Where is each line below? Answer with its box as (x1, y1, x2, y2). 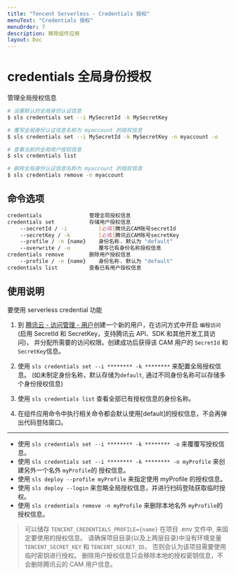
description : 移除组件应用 (7, 30, 80, 37)
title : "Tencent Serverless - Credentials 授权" (7, 10, 150, 18)
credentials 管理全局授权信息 (7, 212, 131, 219)
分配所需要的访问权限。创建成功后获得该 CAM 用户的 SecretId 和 (39, 338, 228, 347)
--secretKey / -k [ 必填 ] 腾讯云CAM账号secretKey (20, 231, 180, 239)
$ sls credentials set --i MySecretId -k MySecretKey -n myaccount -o (7, 133, 218, 141)
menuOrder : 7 (7, 23, 46, 30)
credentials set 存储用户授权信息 (7, 219, 131, 226)
